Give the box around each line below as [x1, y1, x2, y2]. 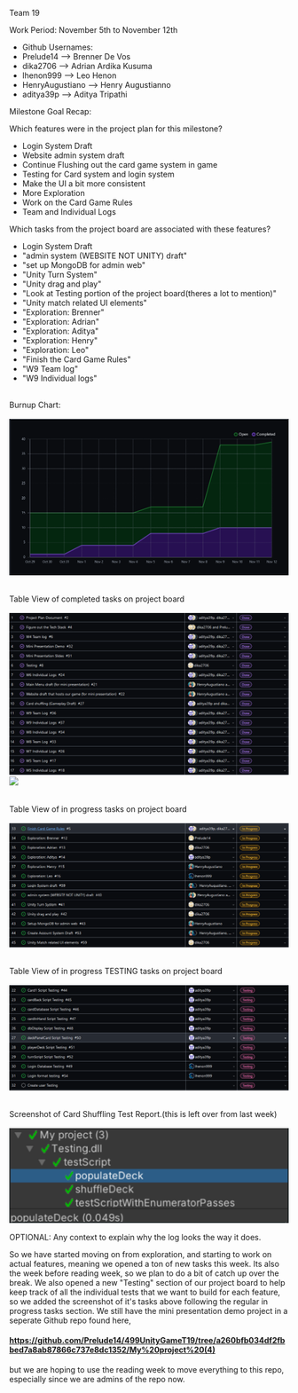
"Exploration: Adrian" [21, 317, 100, 327]
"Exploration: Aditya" [21, 326, 99, 336]
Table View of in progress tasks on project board [9, 804, 188, 815]
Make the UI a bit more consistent [21, 178, 146, 189]
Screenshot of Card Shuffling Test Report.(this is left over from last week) [9, 1109, 278, 1120]
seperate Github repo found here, [9, 1315, 131, 1326]
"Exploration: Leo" [21, 345, 90, 355]
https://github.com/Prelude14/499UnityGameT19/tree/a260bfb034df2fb [9, 1335, 286, 1346]
